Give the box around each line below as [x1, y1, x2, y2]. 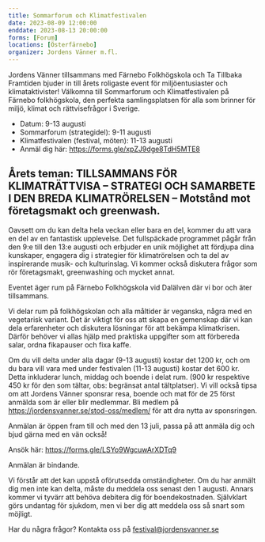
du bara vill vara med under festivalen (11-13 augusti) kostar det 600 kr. [8, 363, 240, 373]
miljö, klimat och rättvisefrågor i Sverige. [8, 104, 141, 113]
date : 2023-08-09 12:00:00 [8, 19, 97, 27]
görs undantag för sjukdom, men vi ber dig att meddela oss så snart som [8, 500, 245, 510]
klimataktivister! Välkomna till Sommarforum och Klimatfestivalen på [8, 87, 229, 96]
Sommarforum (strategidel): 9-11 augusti [19, 127, 152, 137]
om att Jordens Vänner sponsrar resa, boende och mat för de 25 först [8, 388, 236, 398]
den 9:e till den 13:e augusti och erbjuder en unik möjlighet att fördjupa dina [8, 242, 255, 252]
